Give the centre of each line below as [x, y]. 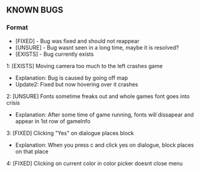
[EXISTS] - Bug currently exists [54, 54]
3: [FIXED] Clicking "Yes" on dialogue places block [70, 133]
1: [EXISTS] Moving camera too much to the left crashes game [85, 66]
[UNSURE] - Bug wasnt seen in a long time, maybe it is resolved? [97, 47]
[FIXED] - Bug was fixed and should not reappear [77, 41]
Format [17, 28]
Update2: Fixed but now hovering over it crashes [77, 84]
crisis [13, 102]
